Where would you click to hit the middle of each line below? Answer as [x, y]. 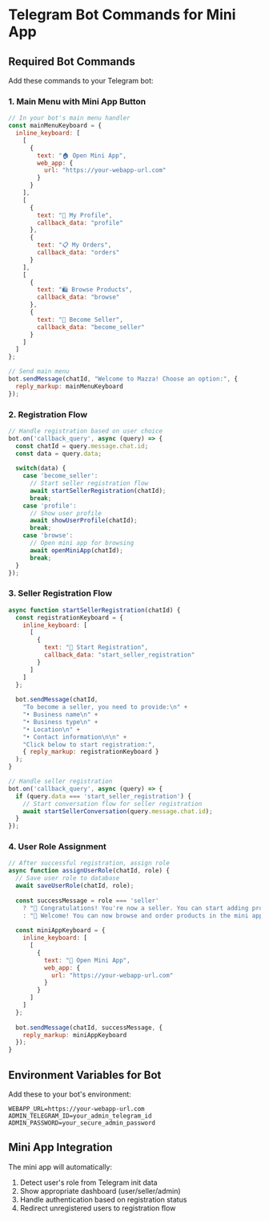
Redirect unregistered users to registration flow [98, 1208]
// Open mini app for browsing [82, 543]
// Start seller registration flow [89, 483]
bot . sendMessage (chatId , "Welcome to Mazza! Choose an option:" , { [123, 379]
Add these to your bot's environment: [70, 1094]
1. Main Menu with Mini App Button [77, 101]
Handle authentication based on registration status [103, 1199]
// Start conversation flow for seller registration [112, 804]
